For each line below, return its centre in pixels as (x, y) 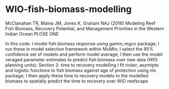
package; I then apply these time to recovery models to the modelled (77, 75)
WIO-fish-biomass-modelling (69, 9)
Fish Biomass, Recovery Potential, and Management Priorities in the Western (85, 28)
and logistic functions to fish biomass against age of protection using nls (81, 70)
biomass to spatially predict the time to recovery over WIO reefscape (77, 81)
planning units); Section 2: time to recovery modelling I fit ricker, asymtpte (82, 65)
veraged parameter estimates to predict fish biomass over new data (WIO (81, 59)
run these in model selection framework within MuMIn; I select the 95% (79, 49)
